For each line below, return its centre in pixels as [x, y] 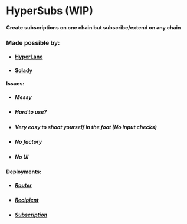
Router [23, 185]
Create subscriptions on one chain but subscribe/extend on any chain [93, 27]
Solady [23, 70]
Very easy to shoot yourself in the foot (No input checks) [86, 127]
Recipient [27, 200]
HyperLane [29, 57]
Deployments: [24, 172]
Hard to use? [31, 112]
